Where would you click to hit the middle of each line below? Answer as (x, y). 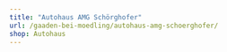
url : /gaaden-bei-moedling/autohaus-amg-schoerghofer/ (114, 26)
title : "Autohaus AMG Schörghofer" (76, 17)
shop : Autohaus (38, 33)
